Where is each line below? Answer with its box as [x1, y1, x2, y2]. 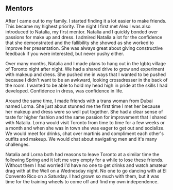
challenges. [5, 141, 30, 147]
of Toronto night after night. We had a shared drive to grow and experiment [5, 66, 165, 72]
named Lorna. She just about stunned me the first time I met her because [5, 103, 161, 109]
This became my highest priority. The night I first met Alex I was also [5, 23, 151, 29]
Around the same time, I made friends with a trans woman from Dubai [5, 98, 153, 104]
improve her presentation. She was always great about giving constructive [5, 45, 163, 51]
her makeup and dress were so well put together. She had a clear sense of [5, 108, 163, 115]
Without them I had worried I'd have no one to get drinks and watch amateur [5, 162, 167, 168]
